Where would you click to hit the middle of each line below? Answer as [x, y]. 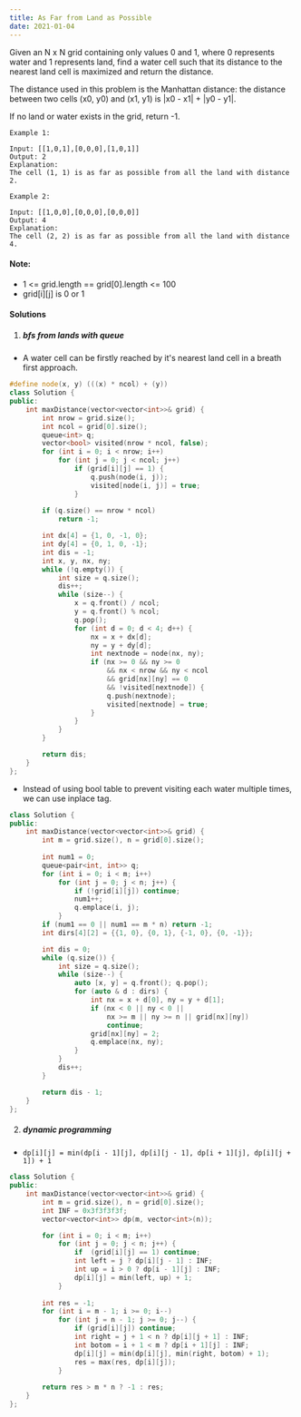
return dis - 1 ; [73, 1092]
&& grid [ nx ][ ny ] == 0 [147, 679]
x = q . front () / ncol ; [117, 603]
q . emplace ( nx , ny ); [127, 1042]
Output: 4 [28, 220]
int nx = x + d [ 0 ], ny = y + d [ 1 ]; [157, 1000]
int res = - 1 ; [68, 1303]
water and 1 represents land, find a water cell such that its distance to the [146, 62]
